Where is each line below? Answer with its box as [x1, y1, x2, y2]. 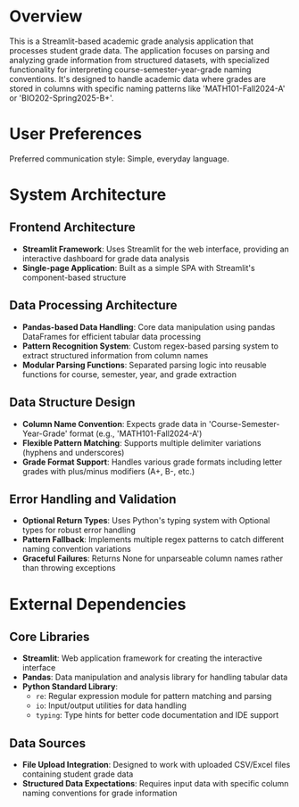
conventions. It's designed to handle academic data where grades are [9, 73, 266, 84]
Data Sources [9, 736, 87, 751]
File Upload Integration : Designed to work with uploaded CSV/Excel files [21, 760, 291, 770]
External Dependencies [9, 594, 187, 614]
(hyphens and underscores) [21, 447, 125, 457]
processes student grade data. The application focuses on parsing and [9, 45, 270, 55]
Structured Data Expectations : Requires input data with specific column [21, 778, 289, 789]
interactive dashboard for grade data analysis [21, 252, 190, 264]
